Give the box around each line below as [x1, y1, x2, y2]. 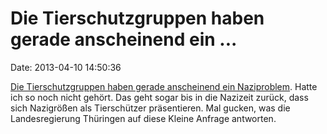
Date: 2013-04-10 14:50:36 [10, 61, 122, 73]
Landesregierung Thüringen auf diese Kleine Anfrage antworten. [10, 112, 277, 124]
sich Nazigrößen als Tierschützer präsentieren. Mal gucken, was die [10, 102, 291, 114]
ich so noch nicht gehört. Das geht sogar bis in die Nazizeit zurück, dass [10, 91, 309, 103]
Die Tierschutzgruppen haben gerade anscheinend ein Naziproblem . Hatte [10, 80, 318, 92]
